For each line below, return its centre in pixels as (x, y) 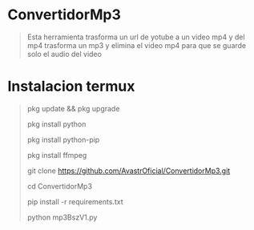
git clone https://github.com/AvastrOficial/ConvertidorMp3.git (129, 171)
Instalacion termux (71, 87)
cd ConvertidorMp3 (60, 186)
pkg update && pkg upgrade (73, 108)
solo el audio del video (64, 54)
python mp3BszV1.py (62, 217)
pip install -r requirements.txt (75, 201)
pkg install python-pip (63, 139)
